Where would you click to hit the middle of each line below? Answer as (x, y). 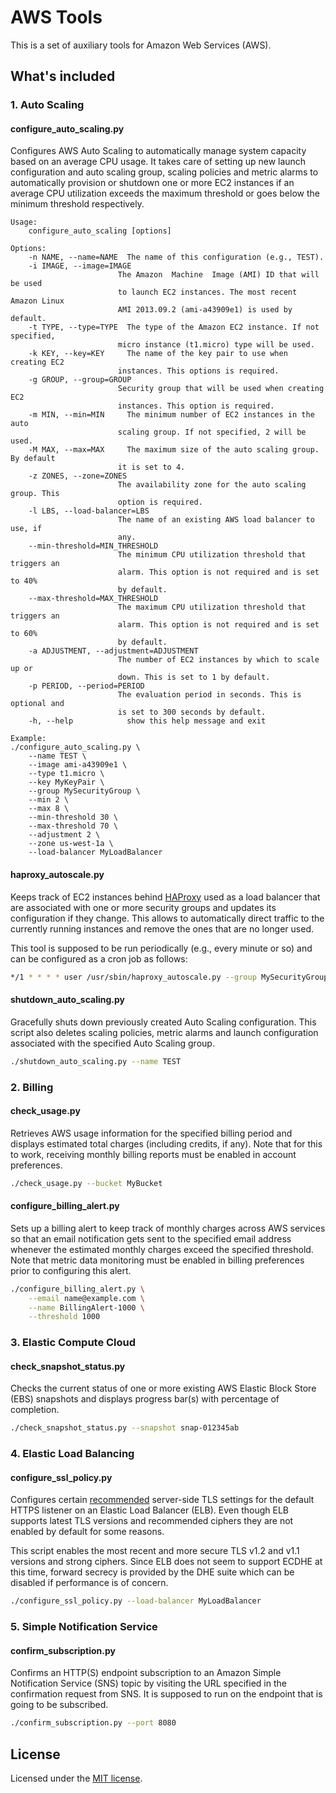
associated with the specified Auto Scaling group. (112, 1043)
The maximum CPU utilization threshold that (212, 607)
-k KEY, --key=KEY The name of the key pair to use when (158, 354)
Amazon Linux (37, 301)
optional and (37, 704)
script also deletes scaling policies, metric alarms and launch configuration (164, 1032)
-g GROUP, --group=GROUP (80, 380)
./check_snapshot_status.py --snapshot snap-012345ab (125, 1428)
